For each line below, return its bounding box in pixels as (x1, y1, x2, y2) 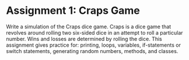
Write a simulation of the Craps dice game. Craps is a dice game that (6, 23, 171, 30)
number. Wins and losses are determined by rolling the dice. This (6, 35, 162, 42)
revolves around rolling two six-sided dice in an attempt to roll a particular (6, 29, 183, 36)
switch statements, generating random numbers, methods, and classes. (6, 47, 178, 54)
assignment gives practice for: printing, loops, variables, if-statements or (6, 42, 181, 48)
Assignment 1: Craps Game (6, 4, 140, 17)
